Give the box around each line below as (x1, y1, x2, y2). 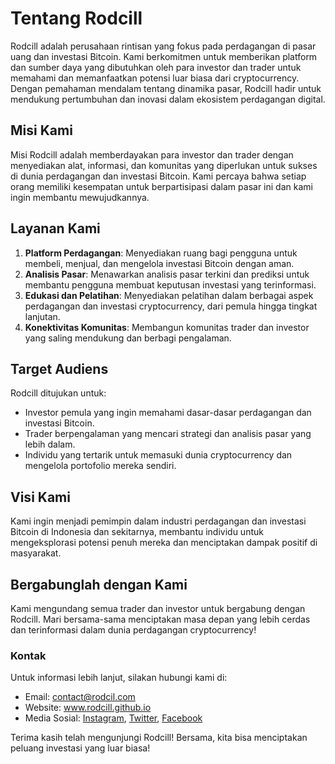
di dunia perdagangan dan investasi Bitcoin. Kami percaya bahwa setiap (10, 170, 307, 182)
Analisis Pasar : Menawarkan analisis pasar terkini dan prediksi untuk (24, 268, 310, 280)
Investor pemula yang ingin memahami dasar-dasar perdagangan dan (24, 407, 312, 419)
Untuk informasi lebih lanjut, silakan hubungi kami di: (10, 672, 228, 684)
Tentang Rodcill (10, 7, 143, 30)
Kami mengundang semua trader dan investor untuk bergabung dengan (10, 603, 306, 614)
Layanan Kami (10, 220, 101, 237)
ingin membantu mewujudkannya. (10, 191, 150, 203)
